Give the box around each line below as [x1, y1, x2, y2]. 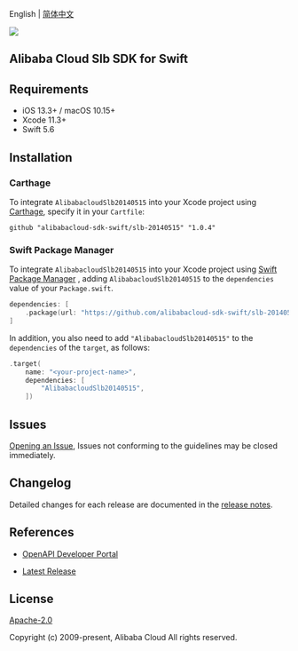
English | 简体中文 [9, 9, 74, 19]
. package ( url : [25, 308, 77, 318]
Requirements [9, 82, 89, 97]
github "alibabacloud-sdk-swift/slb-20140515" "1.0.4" [9, 223, 216, 232]
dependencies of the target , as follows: [9, 342, 151, 353]
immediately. [9, 450, 56, 460]
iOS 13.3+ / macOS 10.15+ [21, 106, 116, 116]
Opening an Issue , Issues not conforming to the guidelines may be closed [9, 441, 278, 451]
